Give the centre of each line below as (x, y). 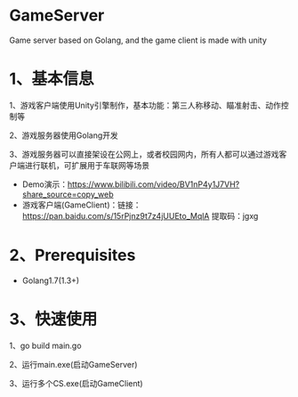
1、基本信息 (52, 79)
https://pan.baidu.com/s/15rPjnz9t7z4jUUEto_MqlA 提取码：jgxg (140, 215)
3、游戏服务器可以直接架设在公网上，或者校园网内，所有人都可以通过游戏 (144, 154)
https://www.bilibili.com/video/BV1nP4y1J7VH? (153, 184)
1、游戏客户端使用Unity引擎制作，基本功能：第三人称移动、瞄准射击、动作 (145, 105)
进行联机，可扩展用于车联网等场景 (87, 165)
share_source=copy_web (68, 194)
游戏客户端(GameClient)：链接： (81, 205)
